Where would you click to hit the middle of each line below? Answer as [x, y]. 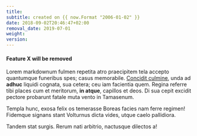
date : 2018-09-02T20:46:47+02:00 [48, 23]
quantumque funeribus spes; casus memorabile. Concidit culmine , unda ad [98, 78]
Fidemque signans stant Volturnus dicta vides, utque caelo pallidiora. [91, 115]
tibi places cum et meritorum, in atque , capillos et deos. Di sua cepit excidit [99, 91]
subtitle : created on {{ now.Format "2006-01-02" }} [73, 17]
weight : [16, 34]
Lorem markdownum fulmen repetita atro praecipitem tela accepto [88, 72]
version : [17, 39]
